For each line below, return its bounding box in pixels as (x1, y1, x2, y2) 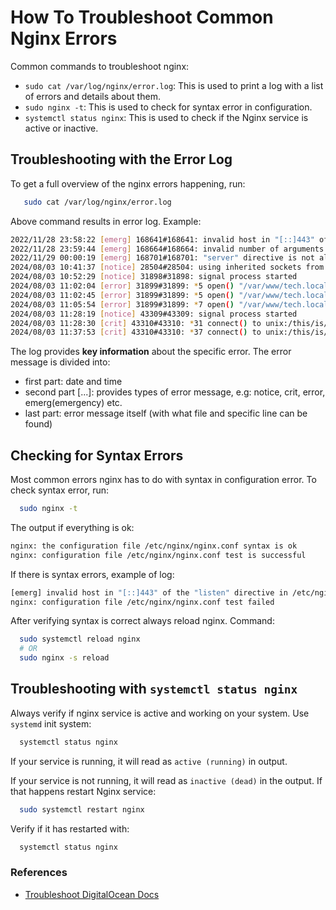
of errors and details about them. (24, 90, 161, 102)
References (10, 866, 68, 880)
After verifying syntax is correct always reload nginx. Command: (10, 615, 275, 627)
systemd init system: (10, 717, 92, 730)
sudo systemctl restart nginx (19, 804, 145, 815)
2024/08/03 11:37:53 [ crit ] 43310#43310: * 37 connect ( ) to (10, 327, 262, 338)
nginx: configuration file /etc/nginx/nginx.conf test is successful (10, 550, 307, 560)
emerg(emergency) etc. (24, 397, 123, 409)
